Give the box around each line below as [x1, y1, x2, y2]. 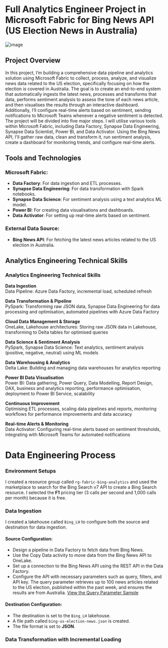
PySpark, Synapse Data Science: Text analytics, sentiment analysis [5, 344, 144, 351]
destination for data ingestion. [5, 524, 67, 530]
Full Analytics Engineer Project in [5, 4, 146, 15]
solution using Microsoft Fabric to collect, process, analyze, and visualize [5, 75, 156, 81]
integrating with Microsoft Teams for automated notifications [5, 432, 130, 438]
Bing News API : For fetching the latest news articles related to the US [12, 236, 156, 242]
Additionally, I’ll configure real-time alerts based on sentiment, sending [5, 107, 151, 113]
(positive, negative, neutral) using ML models [5, 350, 99, 356]
